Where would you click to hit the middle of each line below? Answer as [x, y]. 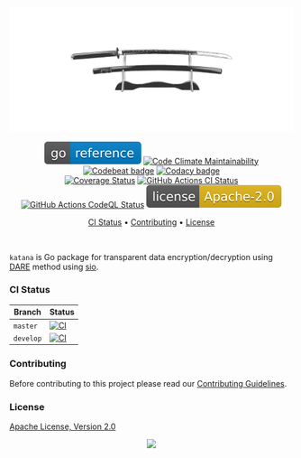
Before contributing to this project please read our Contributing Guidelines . [148, 383]
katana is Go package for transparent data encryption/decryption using [141, 257]
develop [27, 338]
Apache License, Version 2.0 [63, 426]
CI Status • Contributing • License [151, 222]
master [25, 326]
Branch [27, 312]
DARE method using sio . [54, 266]
